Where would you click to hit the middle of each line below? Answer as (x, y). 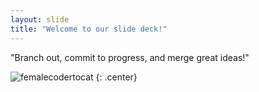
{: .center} (116, 77)
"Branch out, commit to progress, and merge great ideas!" (130, 57)
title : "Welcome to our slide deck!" (89, 29)
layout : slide (40, 19)
